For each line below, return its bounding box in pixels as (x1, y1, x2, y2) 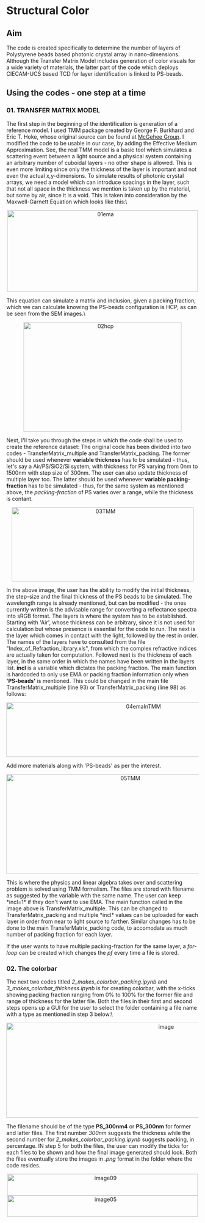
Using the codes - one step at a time (6, 88, 146, 98)
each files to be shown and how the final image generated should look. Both (6, 1148, 198, 1156)
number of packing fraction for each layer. (6, 930, 113, 938)
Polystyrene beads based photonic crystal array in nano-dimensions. (6, 51, 180, 58)
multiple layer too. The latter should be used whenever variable (6, 475, 166, 483)
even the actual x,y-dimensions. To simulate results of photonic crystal (6, 172, 184, 179)
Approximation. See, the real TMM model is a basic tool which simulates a (6, 146, 192, 153)
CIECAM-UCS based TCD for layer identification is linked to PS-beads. (6, 70, 184, 77)
